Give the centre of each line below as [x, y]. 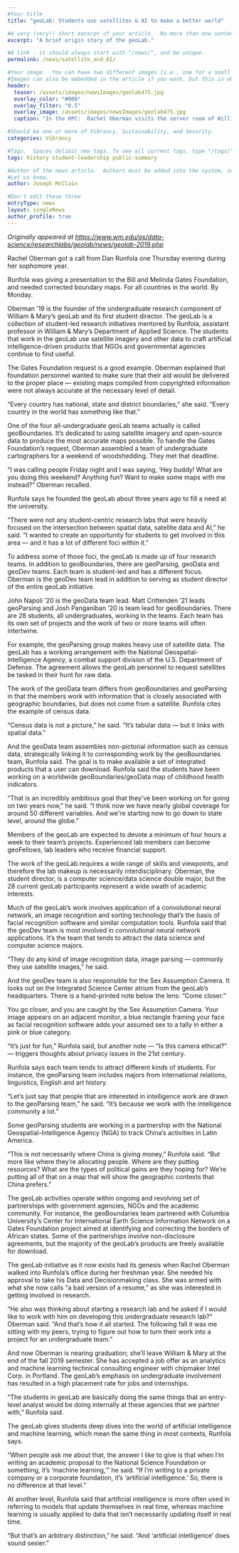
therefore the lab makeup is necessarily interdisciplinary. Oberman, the [111, 871]
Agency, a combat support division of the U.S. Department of [132, 659]
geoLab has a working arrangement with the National [85, 652]
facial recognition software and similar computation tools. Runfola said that [117, 922]
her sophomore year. [38, 266]
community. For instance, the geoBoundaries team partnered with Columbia [118, 1213]
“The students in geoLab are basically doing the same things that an [107, 1397]
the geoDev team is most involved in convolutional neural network [104, 930]
